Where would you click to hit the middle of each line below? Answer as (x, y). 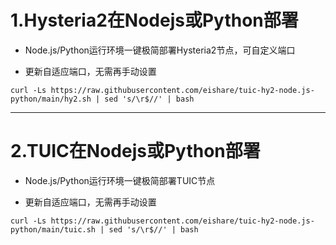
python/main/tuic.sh (53, 229)
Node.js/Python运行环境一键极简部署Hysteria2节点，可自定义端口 (160, 50)
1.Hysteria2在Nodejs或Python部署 (154, 20)
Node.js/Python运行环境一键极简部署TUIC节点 (120, 180)
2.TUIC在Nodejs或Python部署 (135, 151)
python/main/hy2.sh (51, 99)
